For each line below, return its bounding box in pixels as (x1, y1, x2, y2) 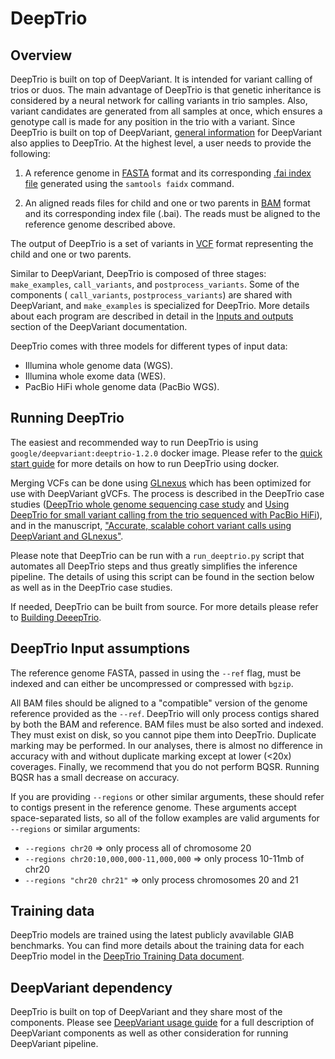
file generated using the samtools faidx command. (24, 178, 235, 189)
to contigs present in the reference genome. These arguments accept (10, 801, 297, 813)
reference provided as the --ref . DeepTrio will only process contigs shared (10, 707, 320, 719)
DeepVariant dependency (10, 979, 173, 996)
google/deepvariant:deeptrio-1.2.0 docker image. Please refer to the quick (10, 447, 323, 459)
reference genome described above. (24, 218, 176, 230)
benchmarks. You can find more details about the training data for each (10, 940, 305, 952)
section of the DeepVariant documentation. (10, 321, 188, 332)
